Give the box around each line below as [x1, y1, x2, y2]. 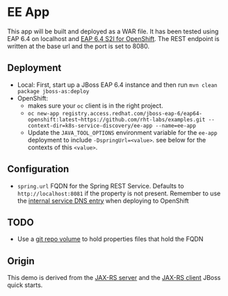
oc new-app [27, 110, 60, 117]
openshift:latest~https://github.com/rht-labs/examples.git [27, 116, 206, 123]
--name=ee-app [155, 122, 197, 129]
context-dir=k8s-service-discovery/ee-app [27, 122, 153, 129]
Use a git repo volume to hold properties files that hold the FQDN [17, 235, 204, 243]
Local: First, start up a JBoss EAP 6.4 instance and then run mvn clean [17, 81, 218, 89]
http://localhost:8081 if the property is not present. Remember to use [17, 189, 221, 197]
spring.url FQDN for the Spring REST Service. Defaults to [17, 181, 184, 190]
